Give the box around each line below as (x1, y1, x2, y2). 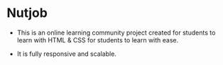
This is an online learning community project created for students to (16, 28, 216, 37)
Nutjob (6, 5, 48, 21)
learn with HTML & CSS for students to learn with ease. (16, 35, 179, 44)
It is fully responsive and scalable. (16, 49, 116, 58)
